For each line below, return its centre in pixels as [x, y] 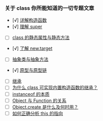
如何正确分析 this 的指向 [38, 113]
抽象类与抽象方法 [30, 59]
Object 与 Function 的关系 [39, 100]
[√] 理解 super [27, 27]
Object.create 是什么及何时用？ [45, 107]
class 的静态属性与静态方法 [41, 37]
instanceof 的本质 [31, 94]
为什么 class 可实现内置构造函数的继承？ [55, 88]
